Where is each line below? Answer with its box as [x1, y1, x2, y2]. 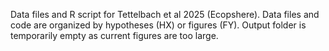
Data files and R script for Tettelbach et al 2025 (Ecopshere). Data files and [10, 9, 320, 20]
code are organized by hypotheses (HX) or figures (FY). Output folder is [10, 19, 307, 31]
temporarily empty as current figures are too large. [10, 30, 219, 41]
